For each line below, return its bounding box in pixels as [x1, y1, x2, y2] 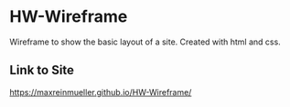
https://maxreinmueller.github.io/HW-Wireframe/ [9, 86, 192, 97]
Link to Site [9, 63, 75, 78]
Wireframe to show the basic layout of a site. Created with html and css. [9, 36, 281, 47]
